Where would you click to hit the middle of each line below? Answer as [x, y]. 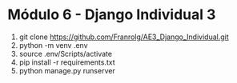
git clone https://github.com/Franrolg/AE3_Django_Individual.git [124, 37]
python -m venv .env [54, 45]
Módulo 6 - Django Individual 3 [112, 15]
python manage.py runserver [67, 70]
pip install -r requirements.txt [67, 62]
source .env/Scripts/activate [66, 53]
